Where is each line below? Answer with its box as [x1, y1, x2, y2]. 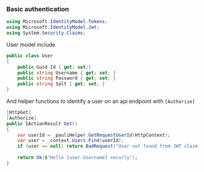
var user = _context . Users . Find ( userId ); [17, 137, 124, 144]
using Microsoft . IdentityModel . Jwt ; [6, 24, 100, 30]
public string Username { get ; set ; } [17, 69, 116, 76]
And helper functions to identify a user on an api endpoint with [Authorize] [6, 98, 195, 105]
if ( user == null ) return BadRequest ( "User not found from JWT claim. [17, 143, 201, 150]
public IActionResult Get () [6, 120, 78, 126]
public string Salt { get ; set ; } [17, 81, 105, 87]
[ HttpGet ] [6, 109, 32, 115]
